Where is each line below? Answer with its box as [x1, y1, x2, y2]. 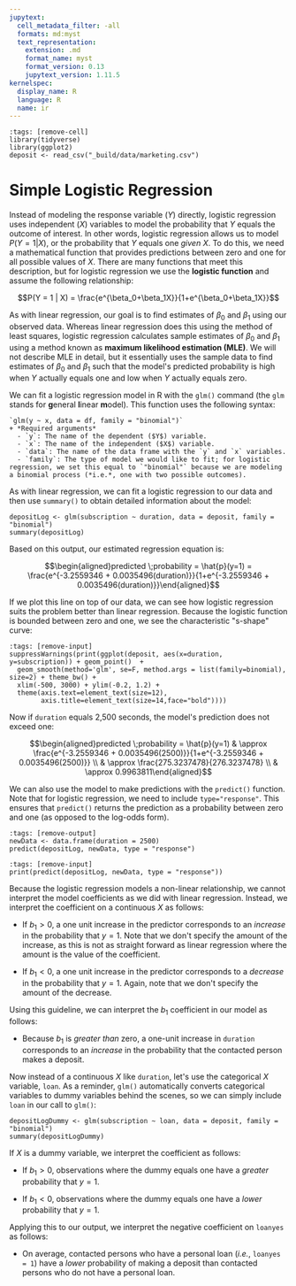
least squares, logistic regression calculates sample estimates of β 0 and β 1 [9, 330, 280, 343]
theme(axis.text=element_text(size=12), [17, 688, 168, 697]
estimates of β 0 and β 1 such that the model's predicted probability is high [9, 360, 276, 373]
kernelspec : [9, 79, 53, 88]
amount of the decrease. [21, 988, 112, 998]
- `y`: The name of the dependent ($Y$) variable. [17, 431, 208, 441]
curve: [9, 625, 33, 635]
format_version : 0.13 [25, 63, 104, 72]
